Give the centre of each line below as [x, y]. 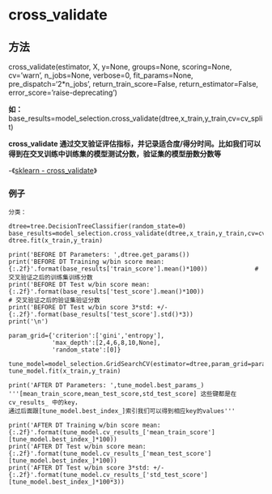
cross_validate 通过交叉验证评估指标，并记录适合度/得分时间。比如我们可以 [135, 144]
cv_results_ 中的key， [45, 402]
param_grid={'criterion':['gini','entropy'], [86, 336]
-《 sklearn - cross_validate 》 [53, 170]
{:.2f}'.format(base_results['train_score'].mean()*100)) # [134, 269]
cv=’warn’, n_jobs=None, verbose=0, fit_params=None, [101, 75]
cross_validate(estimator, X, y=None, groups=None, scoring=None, [120, 67]
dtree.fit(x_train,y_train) [56, 241]
